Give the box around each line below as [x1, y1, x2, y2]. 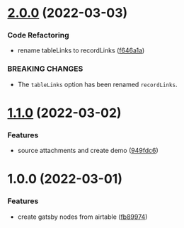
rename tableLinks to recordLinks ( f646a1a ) [17, 46, 145, 55]
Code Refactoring [7, 30, 69, 40]
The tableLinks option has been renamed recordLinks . [17, 80, 178, 89]
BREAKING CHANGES [7, 64, 84, 74]
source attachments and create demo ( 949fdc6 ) [17, 147, 159, 155]
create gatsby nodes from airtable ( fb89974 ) [17, 212, 148, 221]
